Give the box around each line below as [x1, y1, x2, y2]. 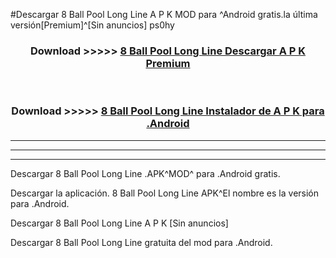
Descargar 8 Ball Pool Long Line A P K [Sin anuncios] [10, 217, 229, 229]
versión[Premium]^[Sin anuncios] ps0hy [10, 19, 175, 31]
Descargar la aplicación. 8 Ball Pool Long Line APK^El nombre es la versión [10, 187, 320, 199]
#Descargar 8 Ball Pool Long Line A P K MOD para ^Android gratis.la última [10, 9, 318, 20]
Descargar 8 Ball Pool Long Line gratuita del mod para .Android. [10, 236, 273, 248]
